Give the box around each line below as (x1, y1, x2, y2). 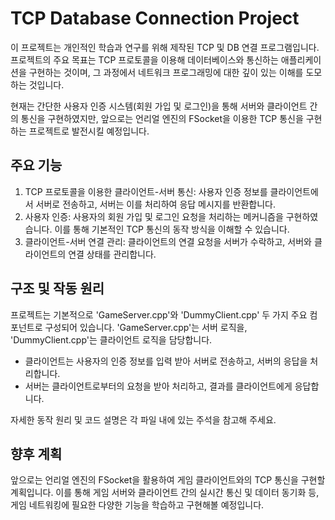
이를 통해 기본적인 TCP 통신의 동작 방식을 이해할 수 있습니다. (54, 223, 290, 235)
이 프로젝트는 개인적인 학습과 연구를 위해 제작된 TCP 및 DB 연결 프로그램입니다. (10, 41, 320, 53)
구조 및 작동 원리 (10, 280, 105, 297)
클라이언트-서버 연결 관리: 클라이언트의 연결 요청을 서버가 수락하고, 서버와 (24, 235, 312, 247)
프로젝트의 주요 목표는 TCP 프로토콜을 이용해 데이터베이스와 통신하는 (10, 53, 279, 66)
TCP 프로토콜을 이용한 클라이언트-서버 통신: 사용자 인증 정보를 (24, 185, 268, 197)
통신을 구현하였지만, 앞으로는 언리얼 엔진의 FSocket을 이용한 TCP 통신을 (20, 112, 304, 124)
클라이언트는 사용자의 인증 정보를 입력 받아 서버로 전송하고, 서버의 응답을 (24, 355, 308, 367)
